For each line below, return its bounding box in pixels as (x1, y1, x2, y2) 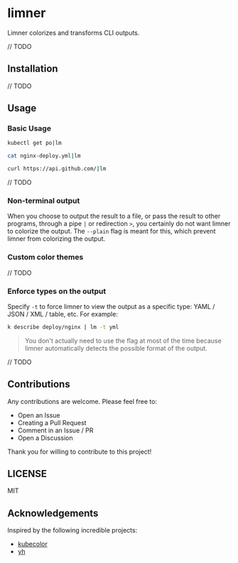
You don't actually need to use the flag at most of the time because (24, 336, 222, 345)
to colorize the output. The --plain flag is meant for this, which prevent (7, 227, 216, 236)
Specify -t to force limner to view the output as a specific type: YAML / (7, 302, 215, 310)
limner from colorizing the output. (7, 234, 106, 243)
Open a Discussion (17, 433, 73, 442)
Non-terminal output (7, 195, 80, 205)
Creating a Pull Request (17, 418, 87, 427)
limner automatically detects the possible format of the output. (24, 344, 207, 352)
